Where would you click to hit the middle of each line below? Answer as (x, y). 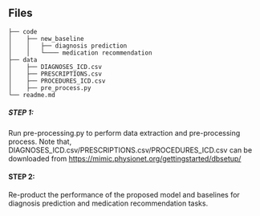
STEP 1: (21, 112)
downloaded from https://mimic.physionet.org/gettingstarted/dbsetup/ (125, 158)
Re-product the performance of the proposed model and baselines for (124, 194)
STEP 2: (22, 177)
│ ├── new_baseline (46, 39)
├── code (23, 31)
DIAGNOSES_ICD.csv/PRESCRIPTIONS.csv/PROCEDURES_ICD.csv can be (130, 150)
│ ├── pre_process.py (50, 88)
